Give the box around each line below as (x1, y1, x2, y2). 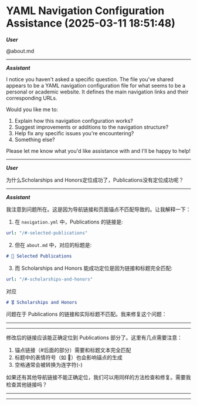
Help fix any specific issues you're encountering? (14, 129, 134, 136)
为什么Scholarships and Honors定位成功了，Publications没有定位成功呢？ (6, 176, 184, 183)
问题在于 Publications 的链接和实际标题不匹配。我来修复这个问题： (6, 310, 167, 318)
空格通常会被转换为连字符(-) (14, 362, 83, 369)
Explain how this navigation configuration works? (14, 117, 134, 124)
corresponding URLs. (6, 94, 57, 101)
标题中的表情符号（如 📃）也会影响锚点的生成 (14, 354, 123, 361)
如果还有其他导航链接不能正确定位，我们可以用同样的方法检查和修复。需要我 (6, 374, 191, 381)
